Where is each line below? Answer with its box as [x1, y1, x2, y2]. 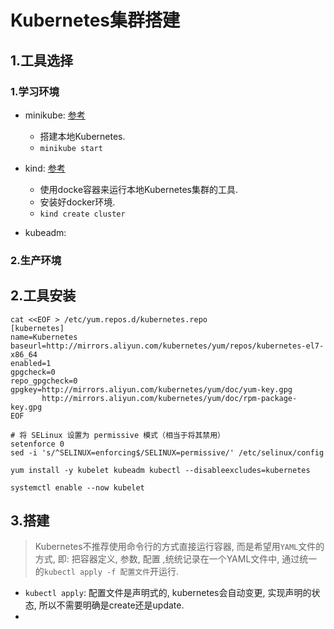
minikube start [39, 143, 103, 153]
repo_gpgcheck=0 [10, 376, 78, 386]
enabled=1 [10, 358, 52, 368]
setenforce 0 [10, 439, 65, 449]
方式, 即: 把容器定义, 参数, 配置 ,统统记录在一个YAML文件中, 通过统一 [34, 553, 318, 565]
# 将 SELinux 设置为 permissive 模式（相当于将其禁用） [10, 430, 226, 440]
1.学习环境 [10, 84, 60, 98]
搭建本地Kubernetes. [39, 130, 126, 142]
